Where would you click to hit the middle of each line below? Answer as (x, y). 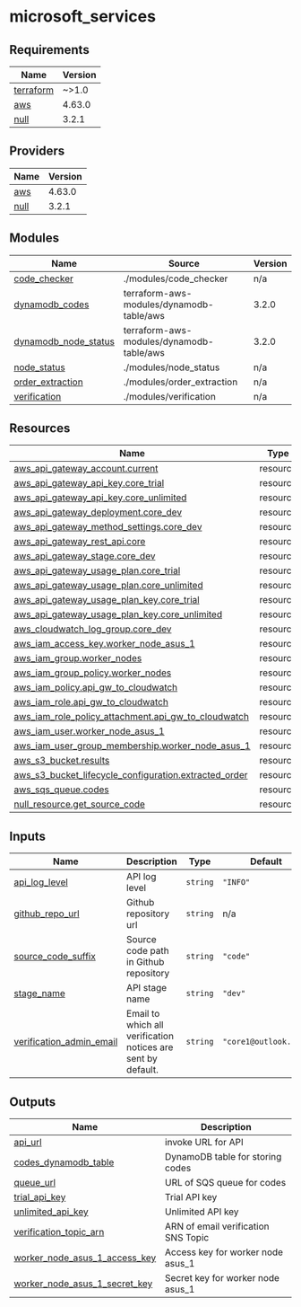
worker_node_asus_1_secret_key (83, 1284)
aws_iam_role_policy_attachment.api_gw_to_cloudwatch (131, 717)
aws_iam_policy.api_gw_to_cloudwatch (96, 687)
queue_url (35, 1183)
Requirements (49, 50)
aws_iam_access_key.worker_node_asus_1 (104, 644)
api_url (28, 1143)
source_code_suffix (55, 957)
